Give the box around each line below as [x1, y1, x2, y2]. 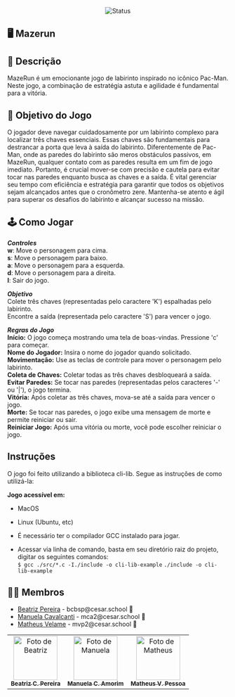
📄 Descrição [7, 55, 62, 67]
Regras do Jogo [7, 326, 55, 334]
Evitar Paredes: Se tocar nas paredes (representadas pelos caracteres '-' [7, 378, 220, 386]
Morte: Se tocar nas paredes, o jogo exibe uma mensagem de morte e [7, 408, 211, 416]
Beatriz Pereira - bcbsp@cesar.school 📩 [17, 605, 133, 613]
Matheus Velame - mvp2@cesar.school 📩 [17, 620, 137, 629]
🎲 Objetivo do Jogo [7, 109, 93, 121]
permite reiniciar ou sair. [7, 415, 77, 423]
